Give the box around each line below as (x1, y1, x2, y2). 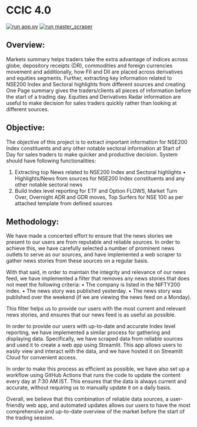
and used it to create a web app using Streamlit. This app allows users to (6, 342, 182, 349)
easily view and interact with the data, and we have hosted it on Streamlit (6, 348, 183, 355)
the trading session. (6, 414, 54, 421)
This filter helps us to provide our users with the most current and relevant (6, 305, 186, 312)
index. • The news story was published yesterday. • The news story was (6, 288, 182, 295)
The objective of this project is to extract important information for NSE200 (6, 138, 188, 145)
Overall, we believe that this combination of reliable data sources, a (6, 395, 169, 403)
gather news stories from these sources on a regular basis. (6, 257, 149, 265)
